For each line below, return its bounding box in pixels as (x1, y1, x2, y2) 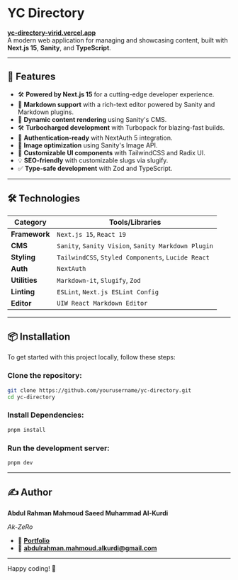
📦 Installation (7, 330, 71, 342)
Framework (11, 229, 50, 239)
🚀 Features (7, 71, 56, 83)
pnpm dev (7, 459, 33, 466)
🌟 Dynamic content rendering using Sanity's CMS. (17, 115, 167, 123)
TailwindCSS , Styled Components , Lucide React (56, 252, 210, 262)
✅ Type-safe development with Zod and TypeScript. (17, 164, 173, 172)
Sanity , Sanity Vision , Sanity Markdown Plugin (56, 240, 214, 250)
